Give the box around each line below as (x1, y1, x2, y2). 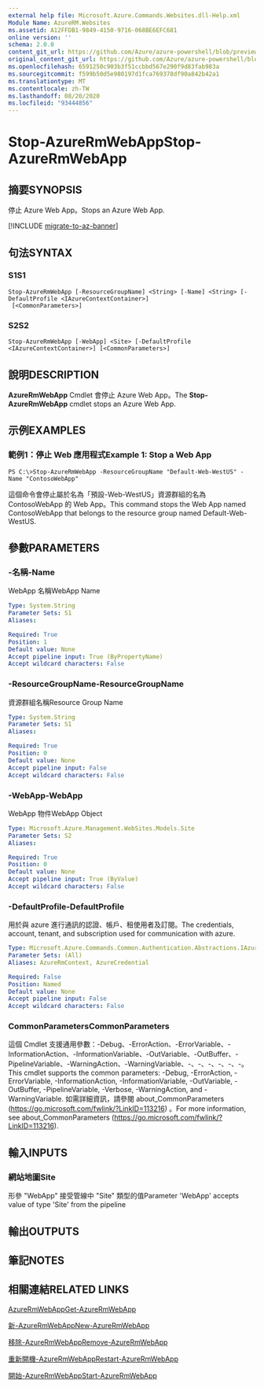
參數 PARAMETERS (8, 541, 100, 555)
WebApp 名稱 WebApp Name (8, 586, 101, 596)
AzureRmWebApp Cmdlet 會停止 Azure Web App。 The (8, 390, 188, 400)
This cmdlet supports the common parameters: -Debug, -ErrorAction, (8, 1068, 233, 1078)
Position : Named (8, 980, 61, 988)
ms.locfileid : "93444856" (8, 99, 93, 107)
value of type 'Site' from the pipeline (8, 1200, 126, 1209)
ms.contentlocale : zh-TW (8, 84, 90, 93)
